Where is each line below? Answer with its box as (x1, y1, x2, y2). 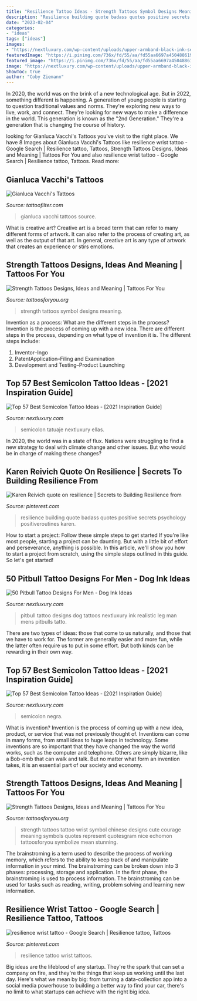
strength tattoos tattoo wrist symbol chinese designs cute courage (20, 826, 182, 833)
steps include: (6, 337, 40, 344)
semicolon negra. (20, 713, 63, 719)
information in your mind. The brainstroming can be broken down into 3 (6, 862, 179, 869)
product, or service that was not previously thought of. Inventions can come (6, 731, 189, 737)
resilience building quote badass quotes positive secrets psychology (20, 514, 186, 521)
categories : (6, 25, 35, 31)
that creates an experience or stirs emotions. (6, 243, 114, 250)
